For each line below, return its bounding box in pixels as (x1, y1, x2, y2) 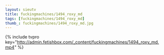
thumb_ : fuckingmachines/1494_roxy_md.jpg (5, 20, 94, 26)
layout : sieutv (5, 7, 36, 12)
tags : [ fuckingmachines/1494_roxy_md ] (5, 16, 85, 21)
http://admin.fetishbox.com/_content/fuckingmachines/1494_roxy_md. (17, 39, 159, 45)
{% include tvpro (5, 34, 39, 40)
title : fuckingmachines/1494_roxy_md (5, 12, 83, 17)
